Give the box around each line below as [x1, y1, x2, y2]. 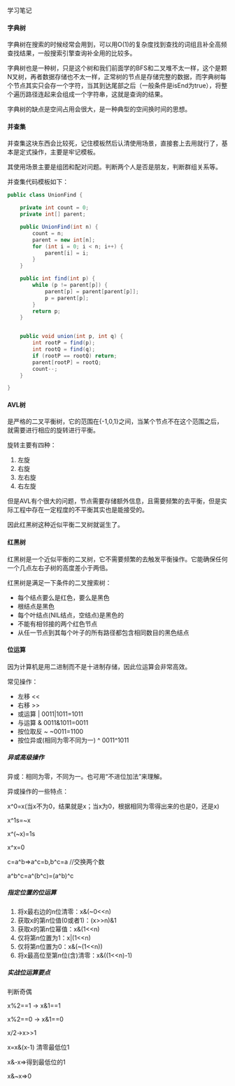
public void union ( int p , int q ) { [20, 333, 124, 340]
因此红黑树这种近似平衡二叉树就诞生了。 [7, 521, 124, 529]
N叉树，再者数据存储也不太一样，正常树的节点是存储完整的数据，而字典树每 [7, 73, 227, 81]
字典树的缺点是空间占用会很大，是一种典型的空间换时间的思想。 [7, 105, 191, 113]
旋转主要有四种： [7, 441, 57, 449]
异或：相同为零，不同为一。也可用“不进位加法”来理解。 [7, 772, 166, 780]
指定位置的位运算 [7, 888, 57, 897]
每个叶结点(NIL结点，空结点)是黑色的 [17, 611, 124, 619]
